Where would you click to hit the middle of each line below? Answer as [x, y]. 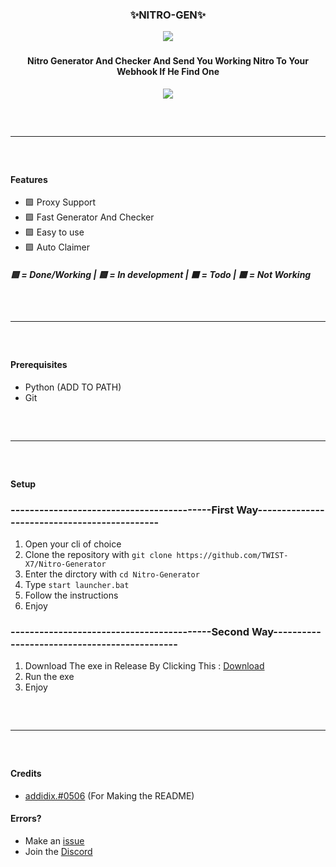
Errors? [26, 819]
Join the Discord [58, 852]
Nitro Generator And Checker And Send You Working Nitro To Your [168, 61]
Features [29, 179]
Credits [26, 774]
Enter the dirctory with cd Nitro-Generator [112, 574]
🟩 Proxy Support [60, 202]
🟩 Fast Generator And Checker [89, 217]
